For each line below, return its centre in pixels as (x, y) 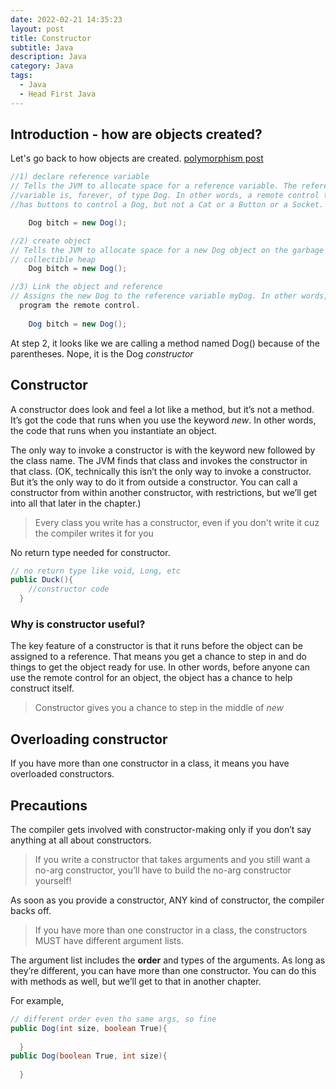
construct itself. (42, 688)
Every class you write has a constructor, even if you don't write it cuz (177, 522)
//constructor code (69, 589)
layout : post (37, 29)
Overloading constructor (89, 739)
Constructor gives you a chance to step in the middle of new (159, 708)
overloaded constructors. (62, 774)
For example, (37, 1000)
